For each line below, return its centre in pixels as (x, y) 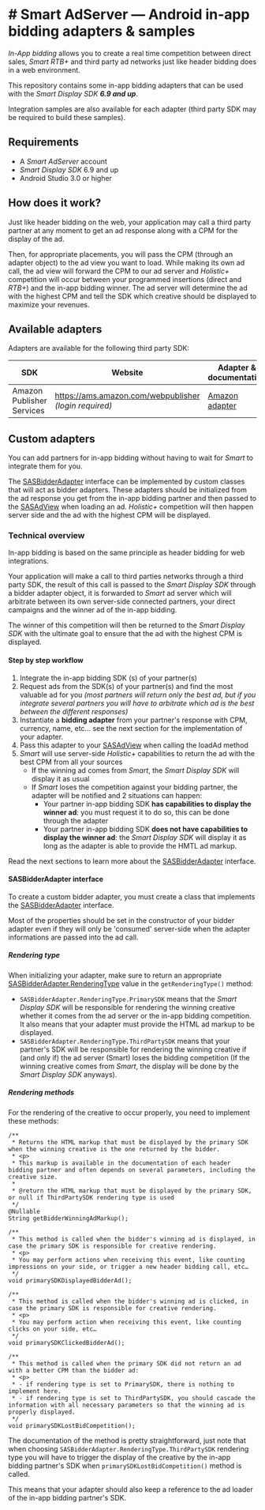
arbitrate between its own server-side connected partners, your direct (122, 601)
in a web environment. (44, 70)
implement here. (35, 1391)
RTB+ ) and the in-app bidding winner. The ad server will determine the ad (128, 288)
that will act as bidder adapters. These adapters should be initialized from (127, 490)
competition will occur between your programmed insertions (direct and (125, 279)
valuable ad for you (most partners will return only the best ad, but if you (138, 695)
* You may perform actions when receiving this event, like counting (128, 1260)
